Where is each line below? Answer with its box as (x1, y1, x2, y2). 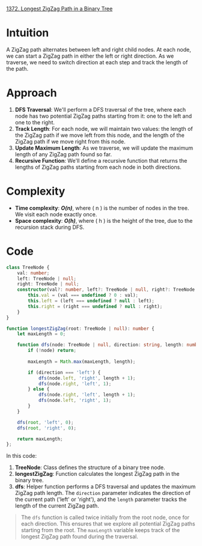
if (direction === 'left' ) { (28, 369, 101, 375)
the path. (6, 65, 29, 72)
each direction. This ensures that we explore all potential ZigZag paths (20, 520, 195, 527)
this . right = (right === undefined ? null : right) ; (28, 303, 163, 309)
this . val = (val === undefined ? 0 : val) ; (28, 293, 138, 299)
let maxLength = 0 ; (17, 331, 66, 337)
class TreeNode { (6, 264, 50, 270)
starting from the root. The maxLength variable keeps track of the (20, 527, 180, 534)
